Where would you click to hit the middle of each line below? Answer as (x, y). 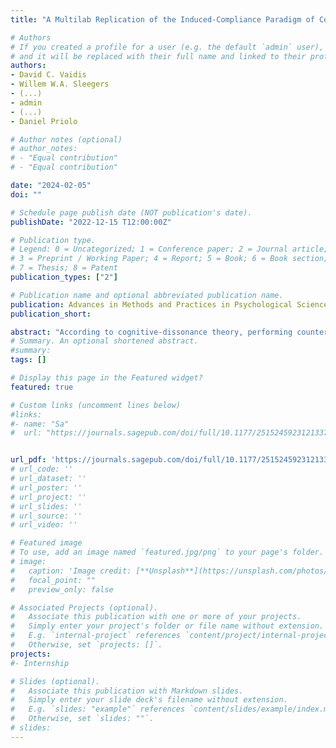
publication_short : (51, 314)
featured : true (42, 387)
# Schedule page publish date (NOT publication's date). (131, 212)
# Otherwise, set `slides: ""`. (82, 719)
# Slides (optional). (55, 681)
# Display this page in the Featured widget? (106, 378)
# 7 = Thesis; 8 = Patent (64, 268)
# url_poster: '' (46, 487)
